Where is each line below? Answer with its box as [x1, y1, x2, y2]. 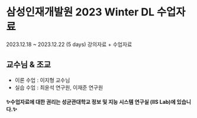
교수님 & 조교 [6, 60, 51, 70]
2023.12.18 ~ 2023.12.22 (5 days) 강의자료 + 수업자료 [6, 41, 133, 48]
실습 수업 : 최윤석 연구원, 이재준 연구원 [14, 84, 104, 91]
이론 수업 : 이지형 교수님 [14, 76, 70, 83]
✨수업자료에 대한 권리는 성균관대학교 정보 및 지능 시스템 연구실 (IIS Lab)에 [6, 99, 176, 106]
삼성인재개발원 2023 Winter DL [6, 5, 155, 19]
